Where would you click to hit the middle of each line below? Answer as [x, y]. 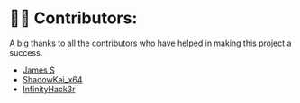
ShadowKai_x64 [52, 79]
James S [39, 70]
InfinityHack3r [49, 89]
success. [26, 52]
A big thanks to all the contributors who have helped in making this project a [150, 43]
